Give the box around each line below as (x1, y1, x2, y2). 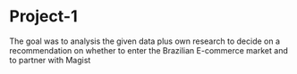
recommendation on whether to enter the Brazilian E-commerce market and (9, 45, 288, 55)
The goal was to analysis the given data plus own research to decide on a (9, 36, 280, 46)
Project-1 (9, 6, 78, 27)
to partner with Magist (9, 54, 91, 65)
